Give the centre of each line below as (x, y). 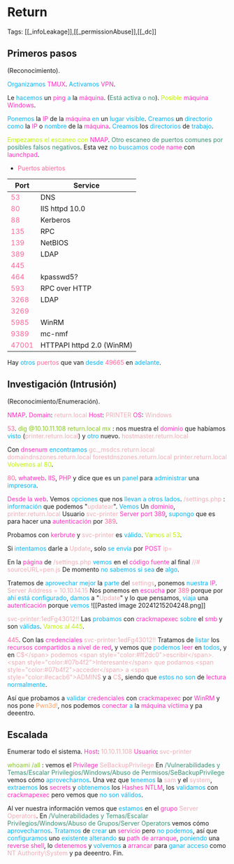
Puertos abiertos (41, 168)
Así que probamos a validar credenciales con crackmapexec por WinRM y (114, 698)
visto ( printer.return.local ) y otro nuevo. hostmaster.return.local (98, 436)
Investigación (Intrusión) (62, 385)
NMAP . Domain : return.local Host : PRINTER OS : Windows (90, 414)
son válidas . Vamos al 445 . (46, 626)
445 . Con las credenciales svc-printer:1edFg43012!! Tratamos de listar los (114, 640)
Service (86, 185)
